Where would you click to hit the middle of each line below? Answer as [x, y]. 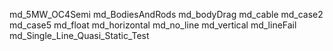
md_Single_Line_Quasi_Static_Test [79, 35]
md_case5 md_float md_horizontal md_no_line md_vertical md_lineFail [153, 25]
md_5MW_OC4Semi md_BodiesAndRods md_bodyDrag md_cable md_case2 [166, 14]
